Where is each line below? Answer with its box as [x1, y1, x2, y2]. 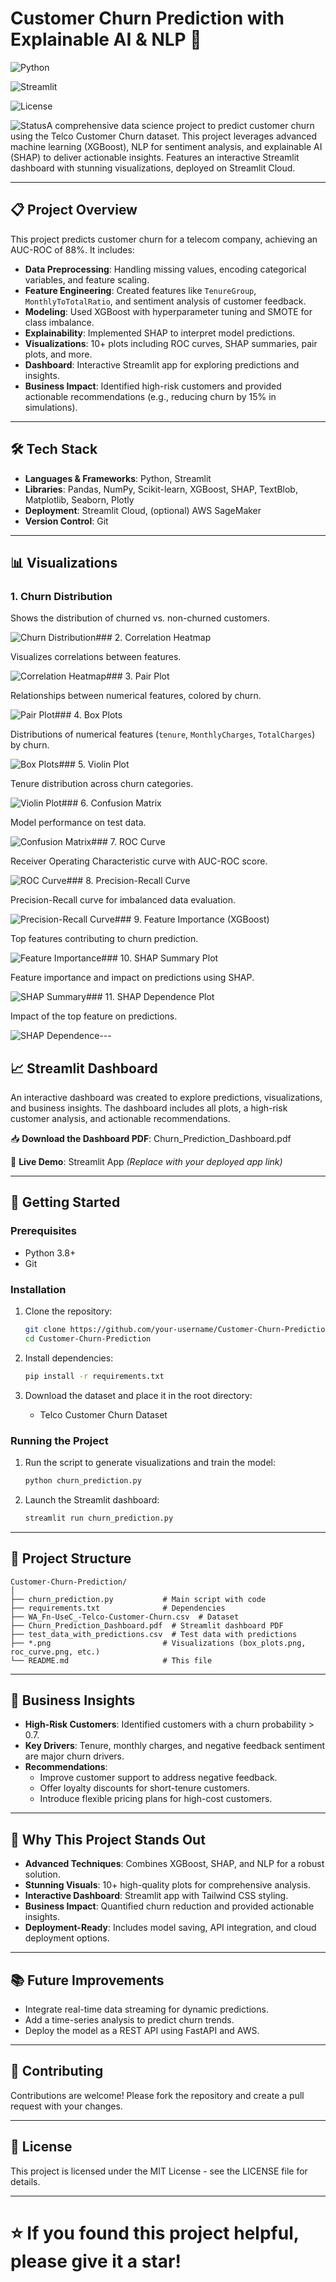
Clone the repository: [24, 1305, 113, 1317]
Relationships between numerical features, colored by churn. [10, 690, 262, 702]
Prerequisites [10, 1224, 77, 1238]
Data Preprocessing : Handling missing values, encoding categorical [24, 263, 307, 275]
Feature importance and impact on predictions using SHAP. [10, 972, 255, 984]
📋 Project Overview [10, 202, 138, 219]
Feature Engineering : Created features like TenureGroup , [24, 284, 257, 296]
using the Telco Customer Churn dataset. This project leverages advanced [10, 130, 318, 142]
